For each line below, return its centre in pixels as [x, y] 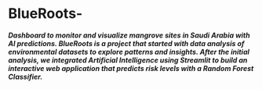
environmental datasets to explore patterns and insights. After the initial [129, 52]
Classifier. [25, 77]
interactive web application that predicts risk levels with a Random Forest [131, 68]
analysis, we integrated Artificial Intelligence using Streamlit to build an [128, 60]
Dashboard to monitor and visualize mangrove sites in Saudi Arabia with [129, 35]
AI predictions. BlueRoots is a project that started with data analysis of [126, 43]
